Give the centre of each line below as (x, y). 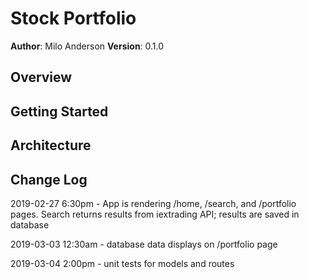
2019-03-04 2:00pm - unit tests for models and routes (122, 263)
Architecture (51, 145)
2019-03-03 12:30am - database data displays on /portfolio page (144, 244)
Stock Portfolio (73, 18)
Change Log (49, 179)
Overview (41, 77)
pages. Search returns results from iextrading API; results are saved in (155, 214)
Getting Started (59, 111)
